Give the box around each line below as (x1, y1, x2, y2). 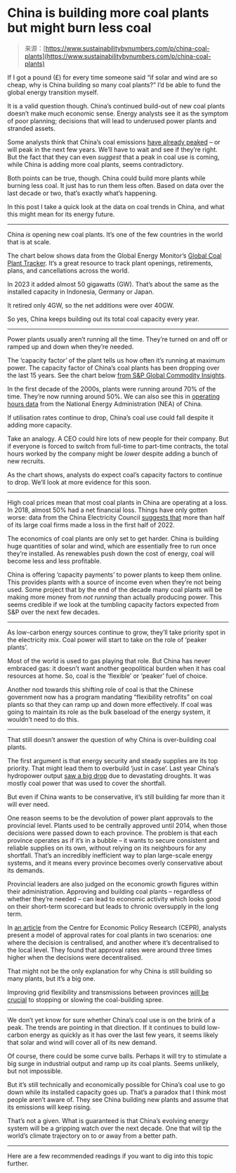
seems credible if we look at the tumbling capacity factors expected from (7, 600, 219, 608)
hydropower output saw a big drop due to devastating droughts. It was (7, 771, 211, 779)
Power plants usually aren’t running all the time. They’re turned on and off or (7, 334, 228, 343)
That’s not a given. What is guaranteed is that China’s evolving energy (7, 1116, 209, 1124)
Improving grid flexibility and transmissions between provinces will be (7, 988, 209, 996)
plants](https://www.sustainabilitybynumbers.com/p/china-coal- (24, 51, 211, 61)
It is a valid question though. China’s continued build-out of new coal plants (7, 101, 225, 110)
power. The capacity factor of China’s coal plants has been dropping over (7, 363, 220, 372)
